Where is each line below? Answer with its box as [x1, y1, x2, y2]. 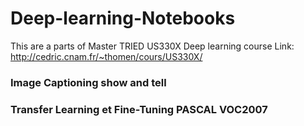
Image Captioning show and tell [10, 75, 167, 89]
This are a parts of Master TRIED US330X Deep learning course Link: [10, 40, 295, 52]
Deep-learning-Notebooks [10, 7, 236, 30]
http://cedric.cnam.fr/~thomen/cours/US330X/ [10, 50, 203, 62]
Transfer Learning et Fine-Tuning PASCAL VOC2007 [10, 102, 268, 116]
